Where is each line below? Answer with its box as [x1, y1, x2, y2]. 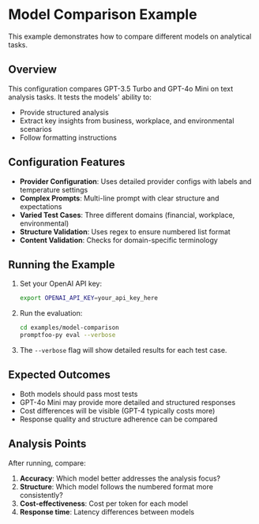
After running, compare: [8, 458, 86, 467]
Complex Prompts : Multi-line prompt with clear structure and [19, 193, 220, 203]
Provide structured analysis [19, 107, 109, 117]
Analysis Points [8, 437, 87, 451]
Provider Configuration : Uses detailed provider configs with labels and [19, 176, 252, 186]
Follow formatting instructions [19, 133, 117, 142]
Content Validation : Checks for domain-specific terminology [19, 235, 219, 245]
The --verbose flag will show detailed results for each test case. [19, 346, 227, 354]
